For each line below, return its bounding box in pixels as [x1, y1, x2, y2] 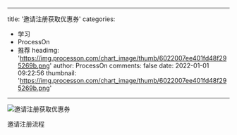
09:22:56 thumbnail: [17, 69, 77, 77]
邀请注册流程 [7, 120, 44, 128]
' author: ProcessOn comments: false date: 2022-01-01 [49, 61, 209, 70]
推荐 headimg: [17, 46, 60, 54]
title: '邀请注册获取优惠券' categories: [7, 15, 116, 23]
